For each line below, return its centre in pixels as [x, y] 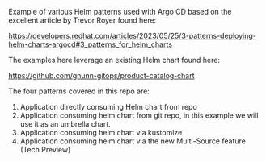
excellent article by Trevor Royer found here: [82, 20]
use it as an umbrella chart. [65, 124]
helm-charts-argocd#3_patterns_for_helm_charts [90, 44]
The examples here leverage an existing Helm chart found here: [114, 60]
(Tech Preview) [45, 150]
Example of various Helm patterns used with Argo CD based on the [120, 12]
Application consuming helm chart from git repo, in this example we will [139, 115]
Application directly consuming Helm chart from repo [109, 107]
